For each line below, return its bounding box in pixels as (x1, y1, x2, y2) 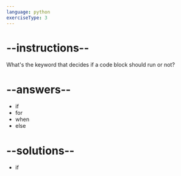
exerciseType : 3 (6, 15, 48, 21)
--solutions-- (6, 144, 75, 158)
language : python (6, 9, 51, 15)
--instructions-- (6, 41, 90, 55)
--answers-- (6, 82, 71, 97)
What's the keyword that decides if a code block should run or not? (6, 61, 176, 68)
